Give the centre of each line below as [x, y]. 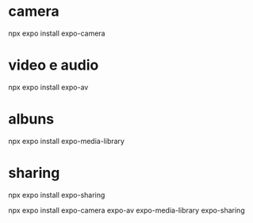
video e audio [54, 65]
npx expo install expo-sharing [57, 195]
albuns [31, 119]
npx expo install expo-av [48, 87]
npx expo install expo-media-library [67, 141]
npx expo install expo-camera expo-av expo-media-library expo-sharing [126, 210]
